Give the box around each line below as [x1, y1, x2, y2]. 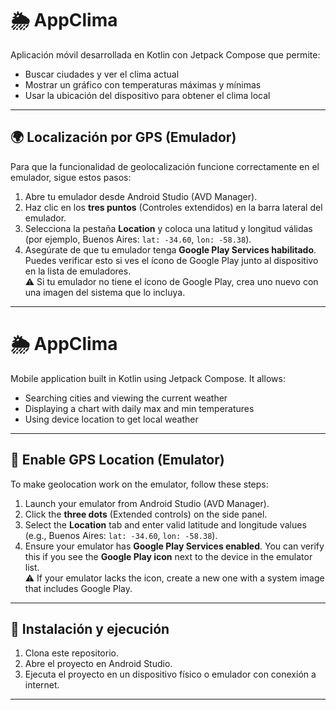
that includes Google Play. [24, 582, 133, 594]
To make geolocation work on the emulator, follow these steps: [10, 478, 269, 490]
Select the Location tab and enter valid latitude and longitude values [24, 518, 307, 531]
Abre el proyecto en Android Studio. [24, 658, 173, 670]
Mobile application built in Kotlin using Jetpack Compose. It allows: [10, 372, 286, 384]
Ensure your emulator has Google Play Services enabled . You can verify [24, 540, 325, 552]
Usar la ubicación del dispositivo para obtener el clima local [24, 89, 271, 101]
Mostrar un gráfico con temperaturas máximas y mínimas [24, 78, 262, 91]
